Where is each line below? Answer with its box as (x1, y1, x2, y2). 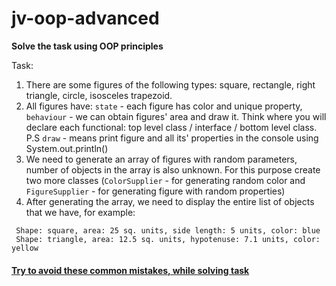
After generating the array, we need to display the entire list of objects (25, 195, 315, 207)
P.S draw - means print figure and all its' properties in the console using (25, 132, 319, 144)
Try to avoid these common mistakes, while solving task (11, 264, 250, 276)
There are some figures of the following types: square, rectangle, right (25, 78, 316, 91)
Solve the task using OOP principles (11, 40, 164, 52)
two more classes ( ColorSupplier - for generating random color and (25, 174, 306, 186)
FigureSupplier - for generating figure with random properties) (25, 185, 286, 197)
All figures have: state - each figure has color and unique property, (25, 100, 303, 112)
